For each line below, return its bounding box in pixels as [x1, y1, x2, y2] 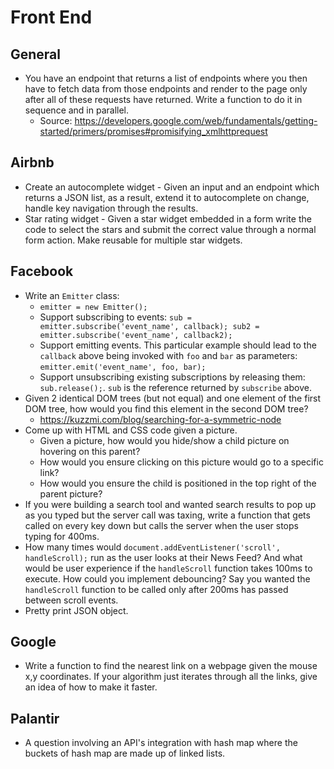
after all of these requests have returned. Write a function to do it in [24, 94, 303, 105]
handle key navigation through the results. [24, 202, 199, 214]
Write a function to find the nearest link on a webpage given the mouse [24, 660, 318, 672]
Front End [10, 6, 93, 29]
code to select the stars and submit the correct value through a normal [24, 223, 317, 235]
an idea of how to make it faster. [24, 681, 158, 693]
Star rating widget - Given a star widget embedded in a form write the [24, 212, 312, 225]
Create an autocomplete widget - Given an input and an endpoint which [24, 181, 320, 193]
